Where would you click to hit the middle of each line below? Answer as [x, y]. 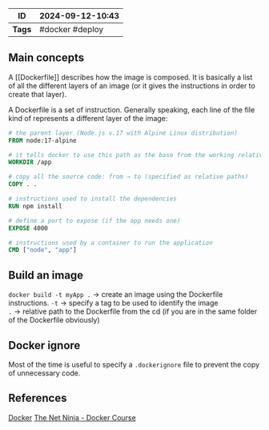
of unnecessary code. [44, 373]
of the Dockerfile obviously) [54, 320]
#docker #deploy [71, 29]
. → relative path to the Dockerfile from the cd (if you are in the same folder [133, 311]
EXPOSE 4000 [28, 228]
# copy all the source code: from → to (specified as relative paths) [128, 177]
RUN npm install [35, 206]
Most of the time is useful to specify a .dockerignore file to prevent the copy [134, 364]
